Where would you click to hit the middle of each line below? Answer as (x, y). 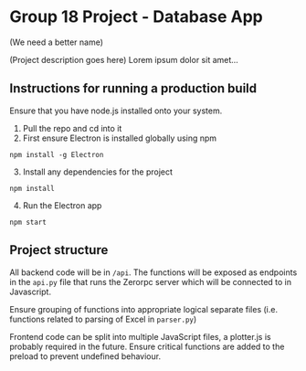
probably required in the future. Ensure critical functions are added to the (147, 346)
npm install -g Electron (57, 154)
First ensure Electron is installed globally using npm (120, 138)
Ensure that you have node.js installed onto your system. (116, 111)
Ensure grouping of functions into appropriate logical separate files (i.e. (144, 309)
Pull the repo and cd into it (72, 128)
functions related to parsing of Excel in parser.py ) (103, 319)
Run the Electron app (62, 205)
